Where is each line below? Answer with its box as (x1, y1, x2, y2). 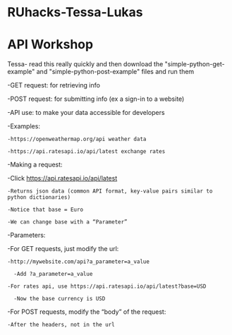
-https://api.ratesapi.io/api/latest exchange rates (7, 148, 166, 155)
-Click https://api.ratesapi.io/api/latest (7, 174, 118, 183)
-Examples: (7, 122, 41, 130)
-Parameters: (7, 231, 46, 240)
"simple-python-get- (164, 60, 225, 68)
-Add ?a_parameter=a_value (13, 271, 93, 278)
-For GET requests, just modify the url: (7, 245, 119, 253)
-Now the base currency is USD (13, 296, 106, 303)
